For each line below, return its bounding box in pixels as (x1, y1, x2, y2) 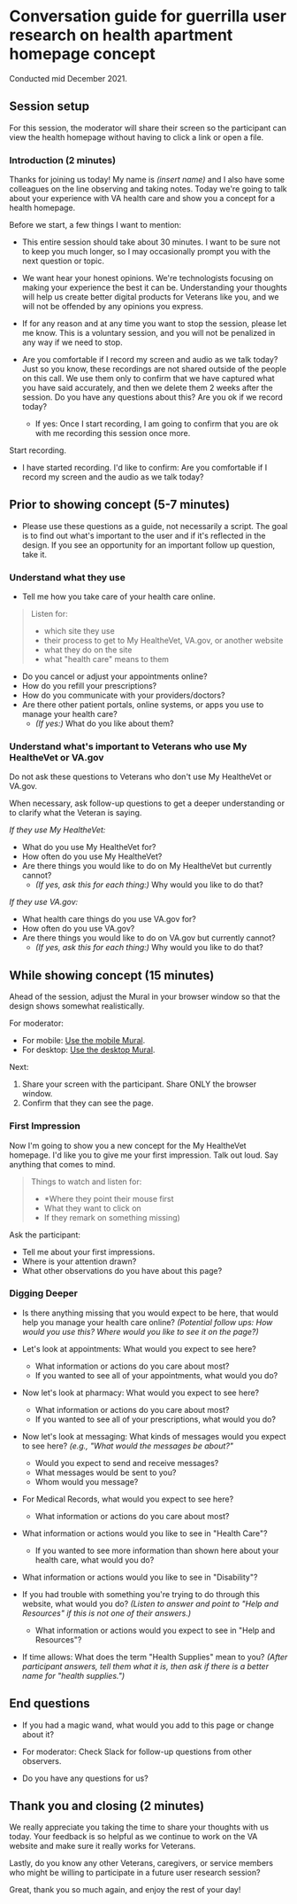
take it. (21, 549, 47, 559)
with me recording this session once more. (34, 428, 191, 439)
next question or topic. (21, 255, 104, 267)
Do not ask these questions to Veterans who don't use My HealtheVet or (9, 771, 272, 782)
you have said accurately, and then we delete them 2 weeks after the (21, 383, 273, 394)
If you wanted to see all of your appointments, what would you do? (34, 1369, 278, 1380)
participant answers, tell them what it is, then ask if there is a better (21, 1660, 270, 1672)
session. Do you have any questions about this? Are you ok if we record (21, 392, 283, 402)
